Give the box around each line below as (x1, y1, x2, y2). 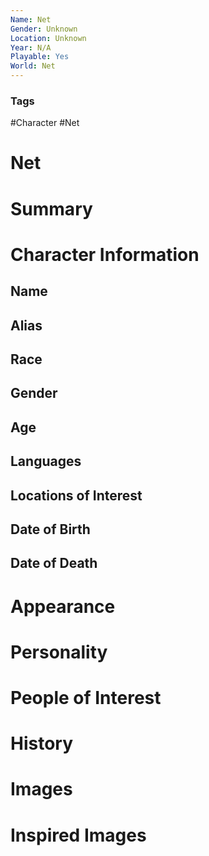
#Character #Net (10, 117, 80, 129)
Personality (10, 641, 108, 663)
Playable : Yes (10, 52, 70, 62)
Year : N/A (10, 42, 52, 53)
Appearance (10, 595, 116, 618)
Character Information (10, 243, 200, 266)
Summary (10, 197, 93, 220)
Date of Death (10, 555, 98, 572)
